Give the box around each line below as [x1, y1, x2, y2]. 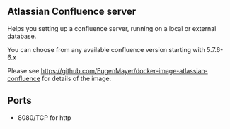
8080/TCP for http [17, 113, 71, 122]
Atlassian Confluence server [7, 6, 137, 18]
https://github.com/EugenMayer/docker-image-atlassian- [40, 66, 208, 75]
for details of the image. [42, 74, 112, 82]
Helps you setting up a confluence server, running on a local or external [7, 24, 217, 32]
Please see [7, 66, 40, 75]
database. [7, 32, 37, 40]
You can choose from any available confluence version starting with [7, 45, 205, 54]
